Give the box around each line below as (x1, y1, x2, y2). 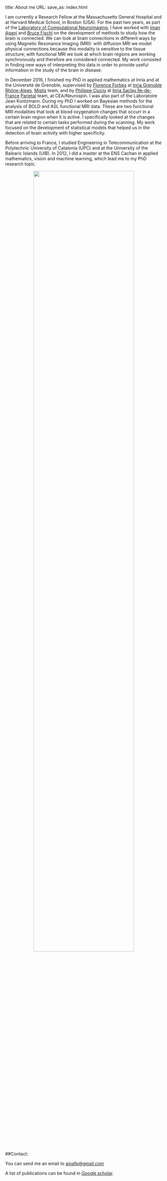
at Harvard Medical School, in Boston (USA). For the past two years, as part (5, 20, 161, 25)
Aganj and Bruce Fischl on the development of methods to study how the (5, 30, 156, 36)
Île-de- (137, 88, 152, 93)
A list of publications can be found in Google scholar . (5, 1170, 114, 1176)
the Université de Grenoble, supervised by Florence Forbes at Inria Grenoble (5, 82, 162, 88)
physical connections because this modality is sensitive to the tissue (5, 46, 146, 52)
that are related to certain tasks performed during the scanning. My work (5, 120, 155, 125)
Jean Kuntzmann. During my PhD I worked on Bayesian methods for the (5, 98, 153, 104)
